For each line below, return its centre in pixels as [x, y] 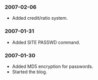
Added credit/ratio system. [40, 18]
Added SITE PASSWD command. [46, 42]
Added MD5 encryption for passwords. [53, 66]
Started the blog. [30, 71]
